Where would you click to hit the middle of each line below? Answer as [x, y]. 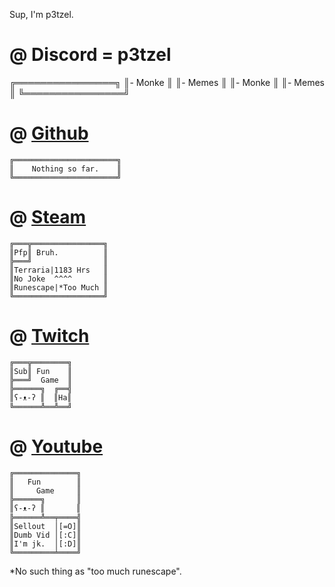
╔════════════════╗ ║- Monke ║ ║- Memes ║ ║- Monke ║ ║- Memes [167, 82]
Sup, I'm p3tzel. [41, 14]
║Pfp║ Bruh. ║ [59, 252]
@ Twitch [49, 336]
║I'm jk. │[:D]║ [45, 544]
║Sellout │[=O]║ [45, 526]
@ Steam [48, 217]
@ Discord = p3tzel [90, 55]
